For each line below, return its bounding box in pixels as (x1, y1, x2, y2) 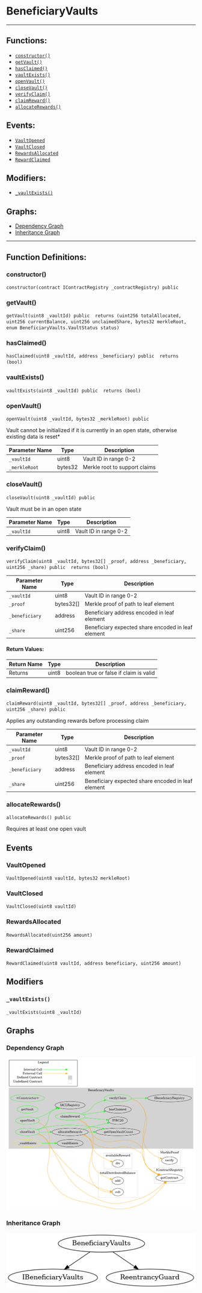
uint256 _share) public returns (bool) (6, 565, 109, 571)
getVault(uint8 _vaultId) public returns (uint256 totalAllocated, (6, 313, 182, 319)
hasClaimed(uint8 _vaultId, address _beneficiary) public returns (6, 353, 179, 359)
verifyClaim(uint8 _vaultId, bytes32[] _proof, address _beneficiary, (6, 559, 187, 565)
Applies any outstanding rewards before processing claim (6, 717, 149, 725)
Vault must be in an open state (6, 505, 82, 512)
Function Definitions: (6, 252, 87, 262)
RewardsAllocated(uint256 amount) (6, 932, 93, 938)
